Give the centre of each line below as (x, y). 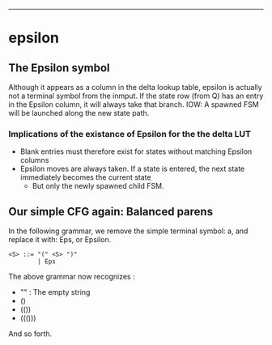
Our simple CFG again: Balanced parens (110, 211)
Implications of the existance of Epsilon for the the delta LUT (130, 134)
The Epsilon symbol (59, 68)
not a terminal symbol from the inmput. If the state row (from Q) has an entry (136, 96)
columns (34, 160)
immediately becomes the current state (85, 177)
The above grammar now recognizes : (72, 277)
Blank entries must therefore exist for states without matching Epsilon (136, 151)
